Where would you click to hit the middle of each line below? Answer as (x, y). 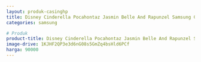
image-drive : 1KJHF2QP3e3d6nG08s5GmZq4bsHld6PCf (68, 44)
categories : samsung (32, 22)
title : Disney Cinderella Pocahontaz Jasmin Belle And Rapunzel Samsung (99, 17)
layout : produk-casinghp (37, 12)
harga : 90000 (22, 50)
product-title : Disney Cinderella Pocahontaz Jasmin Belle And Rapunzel (99, 39)
